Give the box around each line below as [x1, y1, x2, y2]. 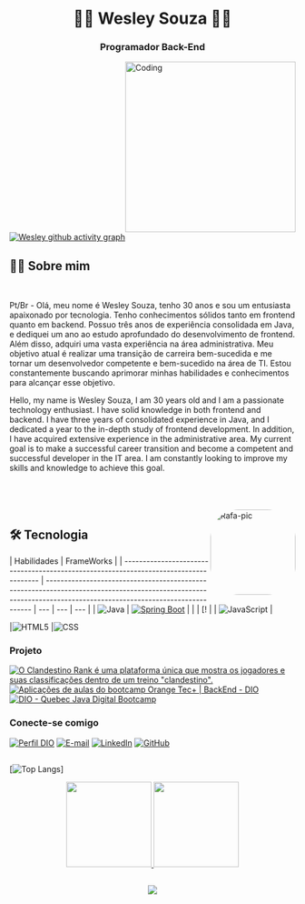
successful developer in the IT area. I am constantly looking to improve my [9, 453, 288, 464]
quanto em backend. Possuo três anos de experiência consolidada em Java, [9, 319, 295, 330]
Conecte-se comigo [9, 717, 100, 729]
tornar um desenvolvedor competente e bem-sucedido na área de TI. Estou [9, 358, 292, 369]
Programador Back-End [99, 41, 206, 54]
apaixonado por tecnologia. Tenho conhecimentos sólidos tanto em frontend [9, 309, 296, 321]
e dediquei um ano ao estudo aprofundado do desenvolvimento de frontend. [9, 329, 296, 340]
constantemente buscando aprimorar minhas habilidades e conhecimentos [9, 367, 290, 378]
